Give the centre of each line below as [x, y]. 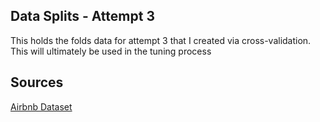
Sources [37, 82]
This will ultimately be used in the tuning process [111, 51]
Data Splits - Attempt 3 [82, 16]
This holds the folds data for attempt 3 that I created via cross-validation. [161, 40]
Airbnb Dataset [41, 106]
